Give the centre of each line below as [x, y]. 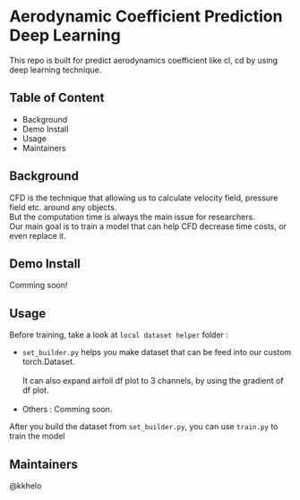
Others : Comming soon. [67, 410]
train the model [37, 436]
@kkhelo [26, 486]
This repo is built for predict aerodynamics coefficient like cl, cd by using [144, 60]
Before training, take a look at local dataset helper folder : [119, 335]
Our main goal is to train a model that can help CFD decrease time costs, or [148, 226]
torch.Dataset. [48, 362]
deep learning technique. [56, 70]
